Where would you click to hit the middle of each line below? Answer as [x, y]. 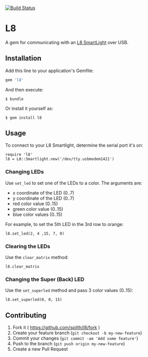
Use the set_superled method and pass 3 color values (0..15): [69, 290]
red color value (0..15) [35, 204]
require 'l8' [19, 155]
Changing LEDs [25, 172]
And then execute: [24, 89]
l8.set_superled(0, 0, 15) [34, 300]
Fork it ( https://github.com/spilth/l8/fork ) [56, 328]
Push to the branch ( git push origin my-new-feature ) [69, 344]
